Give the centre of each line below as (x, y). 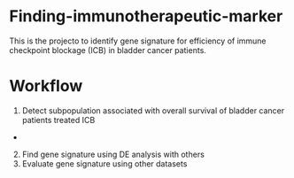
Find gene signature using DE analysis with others (113, 154)
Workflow (46, 86)
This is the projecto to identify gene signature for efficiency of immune (138, 41)
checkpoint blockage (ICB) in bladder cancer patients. (108, 50)
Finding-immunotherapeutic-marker (146, 16)
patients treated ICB (58, 120)
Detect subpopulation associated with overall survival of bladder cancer (153, 110)
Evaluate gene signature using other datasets (104, 163)
